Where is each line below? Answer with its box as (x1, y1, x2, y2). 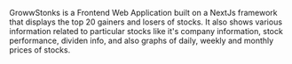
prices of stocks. (9, 45, 71, 55)
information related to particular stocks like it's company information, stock (9, 26, 284, 36)
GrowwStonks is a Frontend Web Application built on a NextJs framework (9, 8, 278, 18)
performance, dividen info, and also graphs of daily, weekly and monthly (9, 35, 274, 46)
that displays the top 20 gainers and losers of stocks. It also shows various (9, 17, 282, 27)
